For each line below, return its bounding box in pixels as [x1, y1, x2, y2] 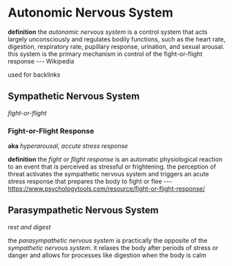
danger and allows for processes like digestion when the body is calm [8, 251, 206, 259]
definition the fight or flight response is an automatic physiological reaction [8, 155, 223, 164]
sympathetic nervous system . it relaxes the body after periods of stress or [8, 243, 219, 251]
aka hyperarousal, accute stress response [8, 142, 128, 150]
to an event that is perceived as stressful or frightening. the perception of [8, 162, 216, 171]
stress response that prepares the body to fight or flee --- [8, 178, 173, 186]
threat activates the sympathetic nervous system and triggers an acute [8, 170, 209, 178]
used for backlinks [8, 70, 61, 79]
